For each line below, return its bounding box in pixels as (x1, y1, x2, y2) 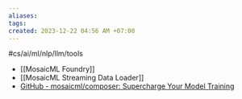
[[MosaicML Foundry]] (19, 64, 95, 74)
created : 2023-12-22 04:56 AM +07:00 (8, 27, 136, 35)
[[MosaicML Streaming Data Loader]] (19, 73, 144, 83)
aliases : (8, 11, 38, 20)
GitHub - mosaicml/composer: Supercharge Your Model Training (19, 81, 235, 91)
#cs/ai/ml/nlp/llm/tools (8, 49, 83, 59)
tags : (8, 19, 27, 27)
